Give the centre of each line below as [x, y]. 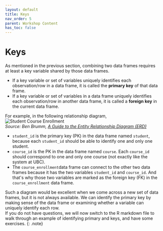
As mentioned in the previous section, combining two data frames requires [80, 66]
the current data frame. [36, 106]
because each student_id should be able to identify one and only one [82, 141]
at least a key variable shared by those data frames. [57, 71]
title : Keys [17, 14]
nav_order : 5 [18, 19]
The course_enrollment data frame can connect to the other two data [81, 167]
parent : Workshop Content [31, 23]
